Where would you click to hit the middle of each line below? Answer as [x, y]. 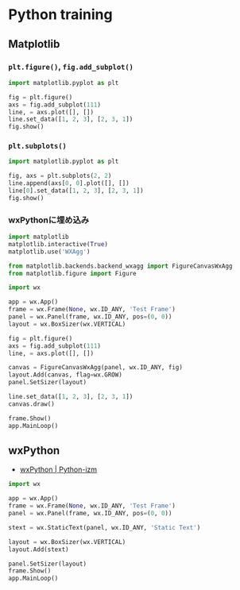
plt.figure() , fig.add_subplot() [71, 67]
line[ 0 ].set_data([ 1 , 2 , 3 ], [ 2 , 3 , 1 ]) [76, 191]
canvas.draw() [32, 404]
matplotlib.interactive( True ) [58, 244]
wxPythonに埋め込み [49, 220]
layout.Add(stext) [39, 550]
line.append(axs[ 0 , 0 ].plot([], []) [69, 183]
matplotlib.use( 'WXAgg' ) [49, 252]
